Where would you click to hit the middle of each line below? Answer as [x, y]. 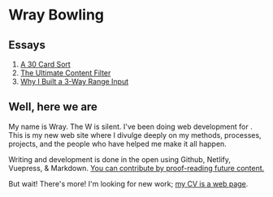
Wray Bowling [56, 15]
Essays [27, 45]
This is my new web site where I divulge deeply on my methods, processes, [135, 135]
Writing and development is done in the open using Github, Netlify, [120, 159]
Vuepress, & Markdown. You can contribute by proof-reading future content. [136, 168]
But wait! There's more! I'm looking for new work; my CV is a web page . [128, 183]
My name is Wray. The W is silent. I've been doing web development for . [131, 126]
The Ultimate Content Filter [65, 73]
